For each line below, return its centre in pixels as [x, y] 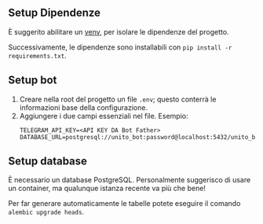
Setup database [48, 162]
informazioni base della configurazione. [83, 107]
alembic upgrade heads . [46, 212]
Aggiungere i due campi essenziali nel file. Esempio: [104, 116]
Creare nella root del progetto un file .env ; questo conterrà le [118, 99]
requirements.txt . [37, 55]
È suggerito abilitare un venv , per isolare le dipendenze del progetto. [119, 31]
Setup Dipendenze [54, 13]
